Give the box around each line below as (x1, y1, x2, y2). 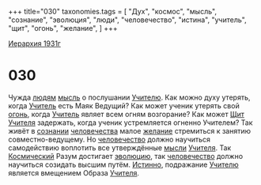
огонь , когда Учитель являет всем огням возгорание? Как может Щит (8, 109, 245, 119)
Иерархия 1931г (8, 39, 61, 48)
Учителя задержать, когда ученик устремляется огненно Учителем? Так (8, 118, 253, 127)
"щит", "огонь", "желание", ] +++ (8, 24, 119, 32)
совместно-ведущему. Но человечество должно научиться (8, 134, 211, 144)
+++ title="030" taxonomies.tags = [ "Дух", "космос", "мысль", (8, 7, 217, 16)
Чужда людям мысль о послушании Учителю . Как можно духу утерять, (8, 92, 251, 102)
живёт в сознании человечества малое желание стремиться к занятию (8, 126, 252, 135)
